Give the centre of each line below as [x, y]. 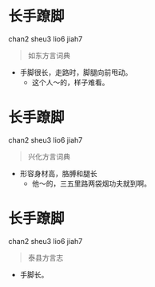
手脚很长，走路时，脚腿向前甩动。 [76, 72]
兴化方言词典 [49, 156]
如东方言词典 [49, 55]
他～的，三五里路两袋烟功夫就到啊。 [91, 183]
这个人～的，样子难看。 [70, 82]
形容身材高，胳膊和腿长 [58, 173]
